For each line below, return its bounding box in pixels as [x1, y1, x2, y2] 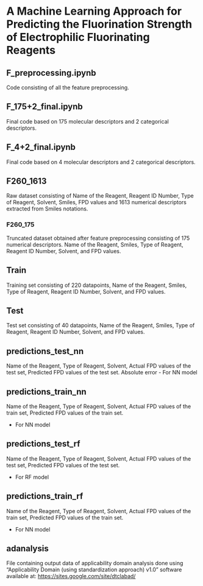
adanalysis [6, 543, 49, 554]
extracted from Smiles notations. [6, 205, 88, 212]
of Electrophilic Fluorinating [6, 31, 151, 44]
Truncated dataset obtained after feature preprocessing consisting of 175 [6, 234, 190, 242]
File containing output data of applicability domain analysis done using [6, 560, 183, 567]
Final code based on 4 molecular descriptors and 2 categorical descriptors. [6, 158, 196, 166]
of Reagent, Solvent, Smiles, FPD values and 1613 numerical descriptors [6, 199, 187, 206]
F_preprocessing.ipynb [6, 67, 96, 78]
